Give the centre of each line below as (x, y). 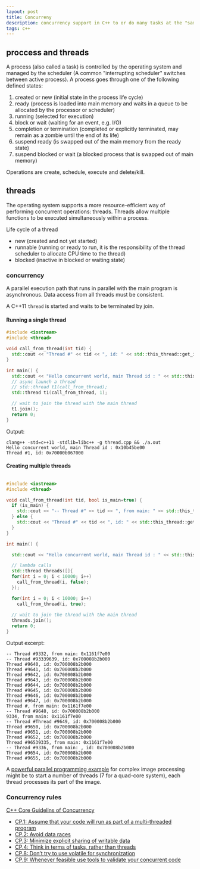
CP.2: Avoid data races (43, 834)
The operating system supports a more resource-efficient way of (86, 205)
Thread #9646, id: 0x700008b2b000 (49, 695)
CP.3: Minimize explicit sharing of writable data (72, 841)
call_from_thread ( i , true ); (51, 604)
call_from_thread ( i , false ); (53, 582)
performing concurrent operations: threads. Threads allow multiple (88, 211)
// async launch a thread (44, 382)
